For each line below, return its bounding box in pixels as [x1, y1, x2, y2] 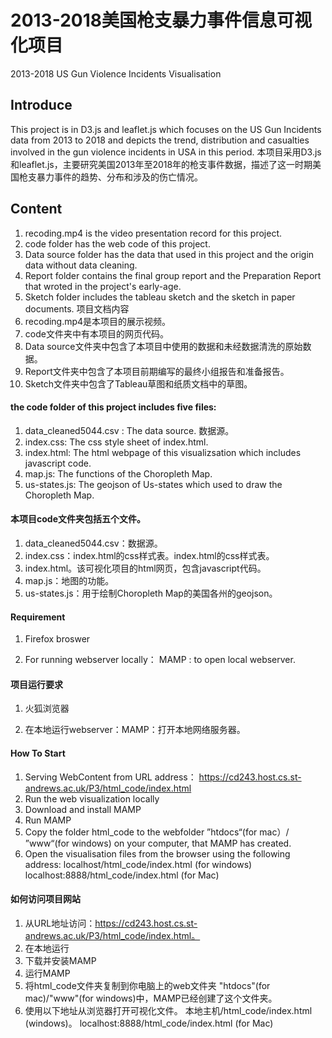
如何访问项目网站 [10, 893, 81, 905]
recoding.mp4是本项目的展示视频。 [24, 315, 172, 327]
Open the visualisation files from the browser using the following [24, 847, 291, 860]
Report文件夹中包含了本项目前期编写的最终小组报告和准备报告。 [24, 365, 290, 377]
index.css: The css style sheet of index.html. [24, 436, 209, 448]
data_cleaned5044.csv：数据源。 [24, 537, 163, 549]
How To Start [10, 747, 66, 759]
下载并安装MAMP [24, 954, 97, 966]
